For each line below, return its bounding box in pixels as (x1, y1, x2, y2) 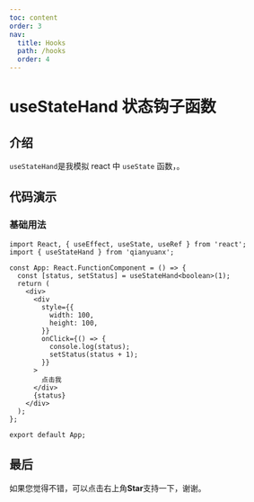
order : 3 (9, 22, 42, 31)
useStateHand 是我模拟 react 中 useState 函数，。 (9, 161, 185, 171)
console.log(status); (48, 342, 130, 351)
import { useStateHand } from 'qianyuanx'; (9, 247, 175, 256)
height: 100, (48, 318, 99, 327)
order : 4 (17, 55, 50, 64)
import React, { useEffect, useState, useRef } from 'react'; (9, 239, 247, 248)
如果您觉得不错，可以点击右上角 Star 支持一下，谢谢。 (9, 482, 206, 493)
